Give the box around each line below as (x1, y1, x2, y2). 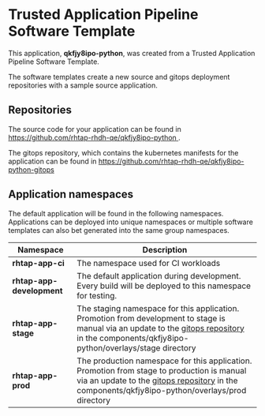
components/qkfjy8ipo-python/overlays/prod (77, 384, 247, 395)
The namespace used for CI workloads (77, 257, 221, 268)
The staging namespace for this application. (77, 302, 240, 313)
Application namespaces (8, 188, 134, 201)
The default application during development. (77, 270, 241, 281)
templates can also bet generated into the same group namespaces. (8, 225, 230, 234)
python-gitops (8, 164, 55, 174)
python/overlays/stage (77, 342, 161, 353)
